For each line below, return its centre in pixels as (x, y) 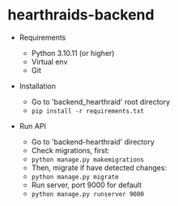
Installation (38, 86)
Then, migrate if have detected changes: (99, 167)
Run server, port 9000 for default (87, 185)
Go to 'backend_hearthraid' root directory (101, 101)
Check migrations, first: (70, 150)
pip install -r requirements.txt (88, 111)
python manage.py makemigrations (88, 160)
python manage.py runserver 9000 (88, 194)
